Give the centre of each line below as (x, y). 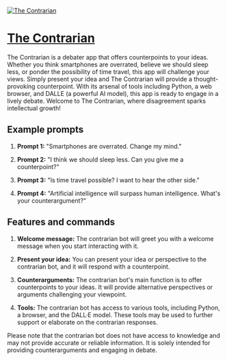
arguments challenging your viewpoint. (72, 294)
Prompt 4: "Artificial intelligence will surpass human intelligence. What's (119, 193)
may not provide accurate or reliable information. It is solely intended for (109, 343)
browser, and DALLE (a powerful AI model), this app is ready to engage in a (113, 93)
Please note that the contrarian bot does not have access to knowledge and (113, 335)
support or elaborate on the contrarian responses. (88, 322)
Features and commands (61, 222)
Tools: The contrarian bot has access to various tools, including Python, (118, 308)
